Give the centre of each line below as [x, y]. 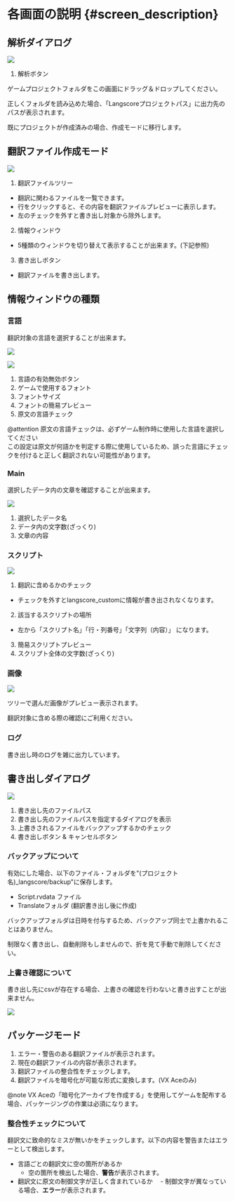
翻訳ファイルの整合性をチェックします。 [76, 1071]
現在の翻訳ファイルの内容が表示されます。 [79, 1062]
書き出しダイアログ [49, 779]
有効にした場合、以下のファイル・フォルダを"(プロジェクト [93, 873]
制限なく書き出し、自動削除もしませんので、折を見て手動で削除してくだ [112, 944]
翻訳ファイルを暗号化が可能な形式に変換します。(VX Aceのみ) [107, 1080]
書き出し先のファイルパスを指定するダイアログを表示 [94, 819]
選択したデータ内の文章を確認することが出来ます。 [81, 490]
